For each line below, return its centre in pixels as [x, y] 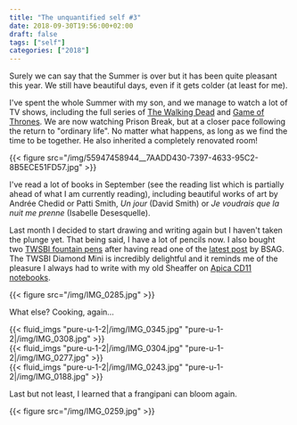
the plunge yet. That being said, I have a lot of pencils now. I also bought [142, 240]
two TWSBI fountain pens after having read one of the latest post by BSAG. [147, 249]
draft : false [33, 34]
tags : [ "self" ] [37, 42]
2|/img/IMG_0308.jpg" [50, 339]
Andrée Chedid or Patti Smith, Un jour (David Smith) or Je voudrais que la [144, 204]
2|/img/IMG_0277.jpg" [49, 358]
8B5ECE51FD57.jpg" [46, 168]
